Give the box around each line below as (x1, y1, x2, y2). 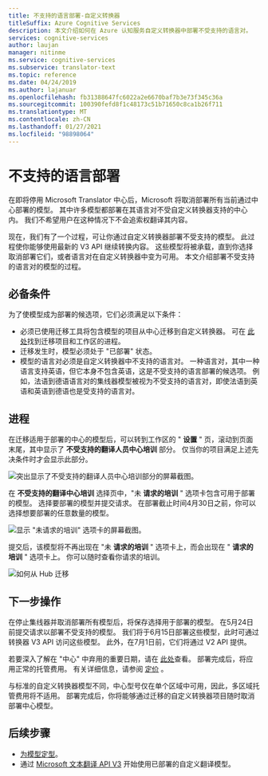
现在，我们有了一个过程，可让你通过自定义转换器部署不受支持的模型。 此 (8, 232, 248, 241)
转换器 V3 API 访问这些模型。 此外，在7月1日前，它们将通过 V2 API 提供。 (8, 637, 251, 646)
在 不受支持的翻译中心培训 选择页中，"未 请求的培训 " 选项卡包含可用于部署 (8, 488, 255, 498)
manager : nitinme (8, 49, 66, 57)
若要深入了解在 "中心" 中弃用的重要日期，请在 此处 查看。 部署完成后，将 (8, 654, 246, 664)
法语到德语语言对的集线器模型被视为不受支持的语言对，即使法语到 (33, 376, 251, 386)
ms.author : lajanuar (8, 85, 77, 94)
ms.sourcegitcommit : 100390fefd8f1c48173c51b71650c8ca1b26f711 (8, 100, 223, 108)
